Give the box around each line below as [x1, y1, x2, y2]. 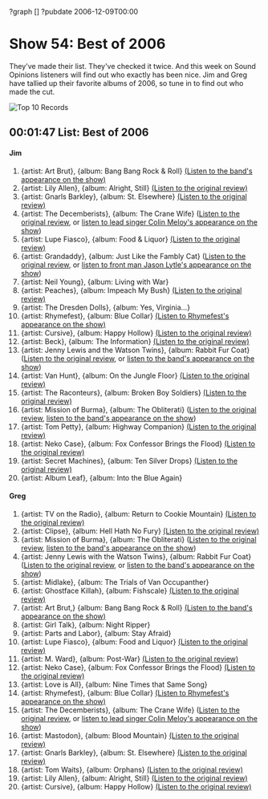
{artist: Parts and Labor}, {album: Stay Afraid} [20, 628, 172, 638]
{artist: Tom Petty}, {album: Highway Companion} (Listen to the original [20, 421, 257, 432]
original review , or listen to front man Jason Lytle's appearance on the [20, 260, 252, 270]
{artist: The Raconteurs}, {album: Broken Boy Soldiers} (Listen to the [20, 387, 247, 397]
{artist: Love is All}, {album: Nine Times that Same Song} [20, 679, 208, 689]
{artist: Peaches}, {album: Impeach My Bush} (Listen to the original [20, 285, 242, 295]
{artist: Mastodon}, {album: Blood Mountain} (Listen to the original [20, 730, 239, 740]
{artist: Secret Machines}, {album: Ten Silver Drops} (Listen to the [20, 456, 238, 465]
